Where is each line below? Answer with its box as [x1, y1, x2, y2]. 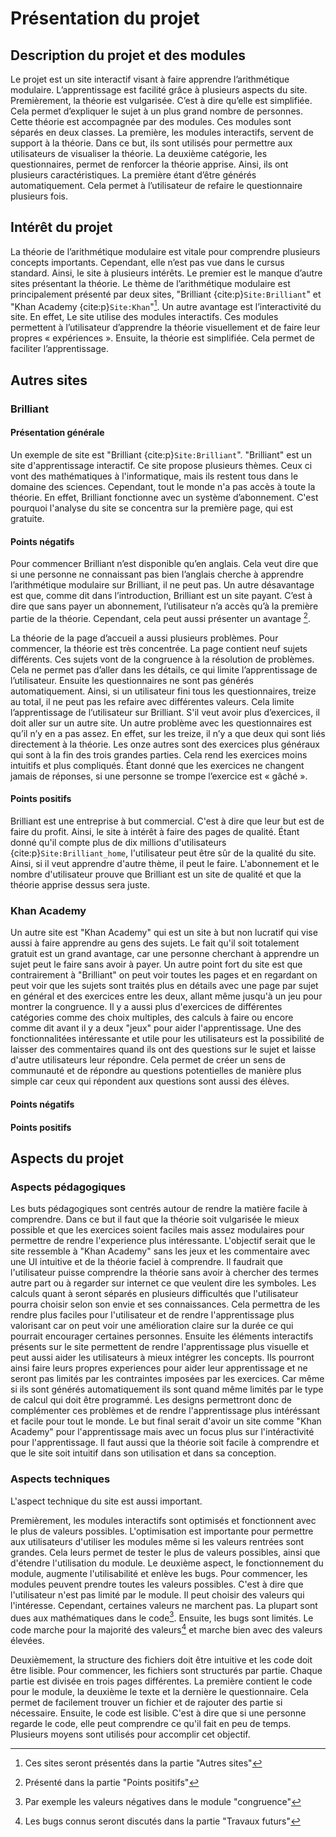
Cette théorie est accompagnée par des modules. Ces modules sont [10, 116, 292, 127]
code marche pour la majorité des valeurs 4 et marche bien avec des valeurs [10, 1622, 323, 1636]
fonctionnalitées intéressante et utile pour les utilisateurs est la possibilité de [10, 1033, 325, 1045]
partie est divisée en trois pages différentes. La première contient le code [10, 1675, 313, 1687]
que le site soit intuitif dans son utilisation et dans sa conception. [10, 1447, 277, 1459]
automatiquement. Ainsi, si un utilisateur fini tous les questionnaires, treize [10, 685, 317, 697]
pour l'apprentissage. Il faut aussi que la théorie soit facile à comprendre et [10, 1437, 320, 1449]
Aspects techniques [10, 1472, 111, 1486]
